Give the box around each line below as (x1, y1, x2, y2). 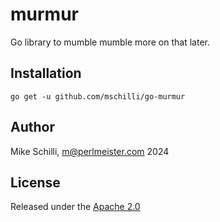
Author (10, 119, 55, 136)
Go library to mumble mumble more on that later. (10, 36, 210, 48)
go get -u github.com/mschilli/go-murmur (10, 91, 186, 102)
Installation (10, 65, 82, 82)
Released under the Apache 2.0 (10, 201, 141, 213)
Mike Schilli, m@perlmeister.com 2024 (10, 145, 170, 157)
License (10, 174, 61, 191)
